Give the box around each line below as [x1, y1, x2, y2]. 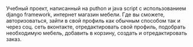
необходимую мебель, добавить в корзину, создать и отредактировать [6, 30, 187, 37]
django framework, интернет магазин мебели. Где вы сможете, [6, 11, 165, 18]
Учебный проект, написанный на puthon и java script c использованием [6, 5, 187, 12]
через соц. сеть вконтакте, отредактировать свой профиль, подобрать [6, 23, 186, 30]
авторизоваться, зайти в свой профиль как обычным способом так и [6, 17, 181, 24]
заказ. [6, 36, 22, 42]
